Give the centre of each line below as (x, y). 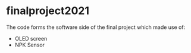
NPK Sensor (30, 45)
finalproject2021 (48, 11)
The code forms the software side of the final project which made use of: (96, 27)
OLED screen (31, 38)
